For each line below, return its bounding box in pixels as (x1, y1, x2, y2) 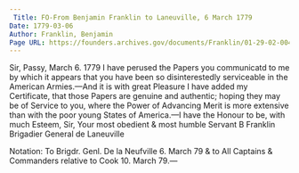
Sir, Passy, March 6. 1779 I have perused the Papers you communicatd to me (9, 62, 290, 73)
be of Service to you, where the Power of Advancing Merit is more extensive (9, 100, 289, 111)
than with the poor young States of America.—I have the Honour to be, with (9, 110, 286, 120)
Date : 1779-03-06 (9, 21, 74, 30)
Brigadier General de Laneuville (9, 128, 125, 139)
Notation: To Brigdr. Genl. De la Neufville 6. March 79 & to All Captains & (9, 146, 273, 157)
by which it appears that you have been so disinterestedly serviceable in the (9, 72, 288, 83)
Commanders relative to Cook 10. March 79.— (9, 155, 178, 166)
